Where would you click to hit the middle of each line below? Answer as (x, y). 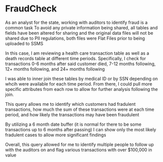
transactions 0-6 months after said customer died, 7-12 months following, (81, 64)
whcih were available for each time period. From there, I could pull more (79, 84)
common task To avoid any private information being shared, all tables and (81, 27)
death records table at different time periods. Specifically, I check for (76, 58)
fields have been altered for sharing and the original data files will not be (79, 33)
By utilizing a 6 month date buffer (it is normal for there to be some (73, 124)
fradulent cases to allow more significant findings (56, 135)
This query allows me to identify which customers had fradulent (70, 104)
